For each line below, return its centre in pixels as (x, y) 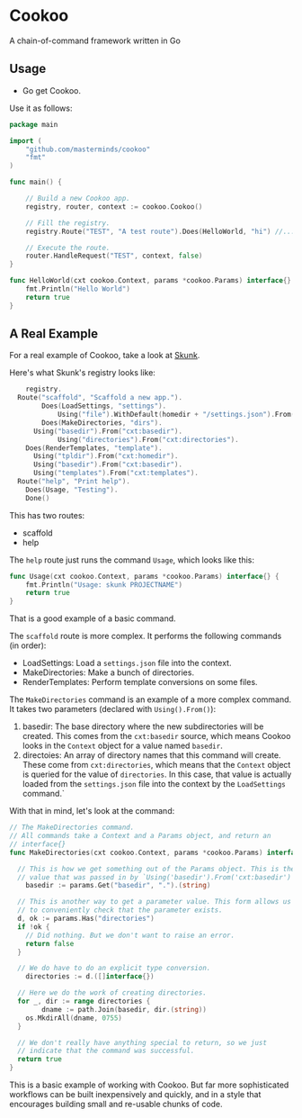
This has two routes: (47, 515)
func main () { (36, 182)
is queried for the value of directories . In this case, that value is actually (157, 774)
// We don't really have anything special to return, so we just (142, 1042)
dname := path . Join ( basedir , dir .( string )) (124, 1009)
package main (34, 124)
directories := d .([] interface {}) (90, 977)
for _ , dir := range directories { (84, 1001)
